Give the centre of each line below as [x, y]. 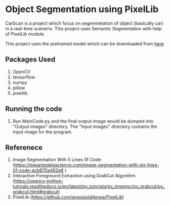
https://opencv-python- [39, 181]
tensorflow [24, 77]
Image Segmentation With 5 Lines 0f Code [57, 160]
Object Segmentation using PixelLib [82, 9]
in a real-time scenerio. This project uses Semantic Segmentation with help [83, 28]
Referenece [24, 147]
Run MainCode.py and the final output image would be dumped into [83, 121]
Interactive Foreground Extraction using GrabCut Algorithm [74, 176]
